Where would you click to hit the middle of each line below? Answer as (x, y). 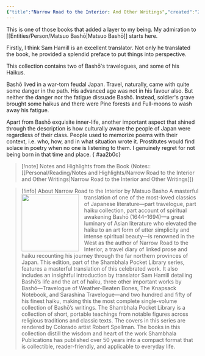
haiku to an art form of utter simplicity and (137, 230)
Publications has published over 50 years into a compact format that (107, 340)
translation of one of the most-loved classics (140, 197)
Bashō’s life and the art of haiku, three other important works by (101, 282)
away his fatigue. (28, 110)
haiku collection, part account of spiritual (135, 210)
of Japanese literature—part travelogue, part (140, 204)
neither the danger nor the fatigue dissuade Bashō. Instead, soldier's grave (100, 97)
